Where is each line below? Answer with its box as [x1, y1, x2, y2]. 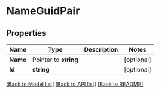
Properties [6, 28, 47, 38]
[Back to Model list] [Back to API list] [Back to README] [6, 80, 144, 88]
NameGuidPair [6, 4, 80, 18]
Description [84, 46, 119, 54]
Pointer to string [32, 55, 79, 64]
